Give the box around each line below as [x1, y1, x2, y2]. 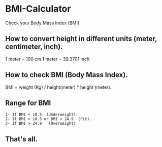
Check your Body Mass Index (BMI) [5, 20, 80, 26]
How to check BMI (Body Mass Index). [5, 70, 128, 79]
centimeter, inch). [5, 43, 63, 51]
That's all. [5, 135, 38, 143]
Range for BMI [5, 98, 51, 107]
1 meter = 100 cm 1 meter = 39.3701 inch [5, 56, 90, 62]
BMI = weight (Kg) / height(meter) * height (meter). [5, 84, 112, 90]
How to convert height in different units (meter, [5, 34, 157, 43]
